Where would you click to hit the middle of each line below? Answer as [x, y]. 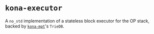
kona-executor [34, 8]
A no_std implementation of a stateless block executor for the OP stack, [77, 21]
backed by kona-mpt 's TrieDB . [35, 26]
